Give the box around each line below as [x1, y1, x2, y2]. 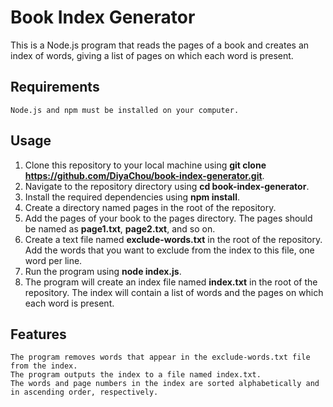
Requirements [10, 79, 100, 96]
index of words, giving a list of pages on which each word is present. [10, 49, 294, 61]
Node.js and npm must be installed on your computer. [10, 105, 240, 115]
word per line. [24, 254, 83, 266]
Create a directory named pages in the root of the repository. [24, 201, 277, 213]
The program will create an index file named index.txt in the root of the [24, 276, 318, 288]
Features [10, 326, 67, 343]
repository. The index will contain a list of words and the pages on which [24, 286, 324, 298]
